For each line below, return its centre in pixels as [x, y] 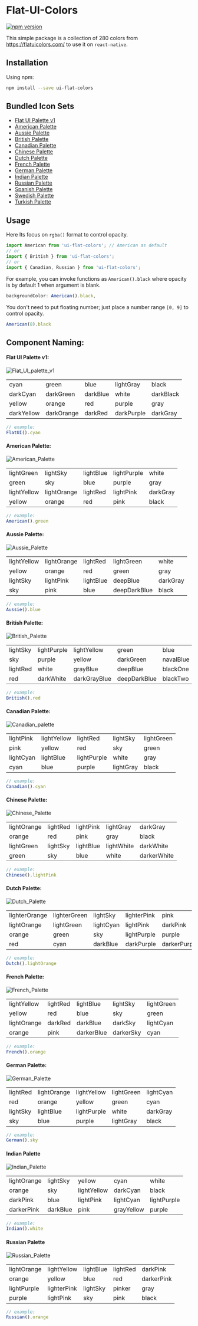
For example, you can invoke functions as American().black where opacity [96, 278]
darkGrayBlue [93, 678]
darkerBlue [92, 1032]
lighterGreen [70, 915]
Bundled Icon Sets [40, 106]
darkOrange [62, 413]
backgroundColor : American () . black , [51, 296]
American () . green [27, 521]
